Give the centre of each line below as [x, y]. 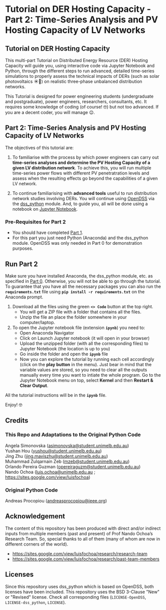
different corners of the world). [37, 544]
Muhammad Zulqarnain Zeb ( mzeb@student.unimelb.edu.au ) [67, 461]
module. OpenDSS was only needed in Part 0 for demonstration [77, 243]
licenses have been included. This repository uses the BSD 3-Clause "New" [83, 592]
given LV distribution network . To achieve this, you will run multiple [82, 167]
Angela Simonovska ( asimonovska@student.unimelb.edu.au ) [67, 445]
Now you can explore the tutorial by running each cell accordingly [87, 359]
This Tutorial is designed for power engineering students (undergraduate [79, 96]
